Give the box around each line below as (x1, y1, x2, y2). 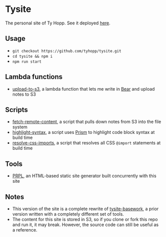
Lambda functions (5, 73, 63, 81)
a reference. (12, 227, 38, 233)
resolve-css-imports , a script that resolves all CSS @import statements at (12, 140, 161, 146)
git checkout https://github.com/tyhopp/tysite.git (12, 48, 121, 53)
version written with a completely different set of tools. (12, 211, 124, 217)
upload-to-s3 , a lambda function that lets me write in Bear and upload (12, 86, 155, 92)
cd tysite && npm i (12, 54, 53, 59)
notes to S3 (12, 91, 36, 97)
